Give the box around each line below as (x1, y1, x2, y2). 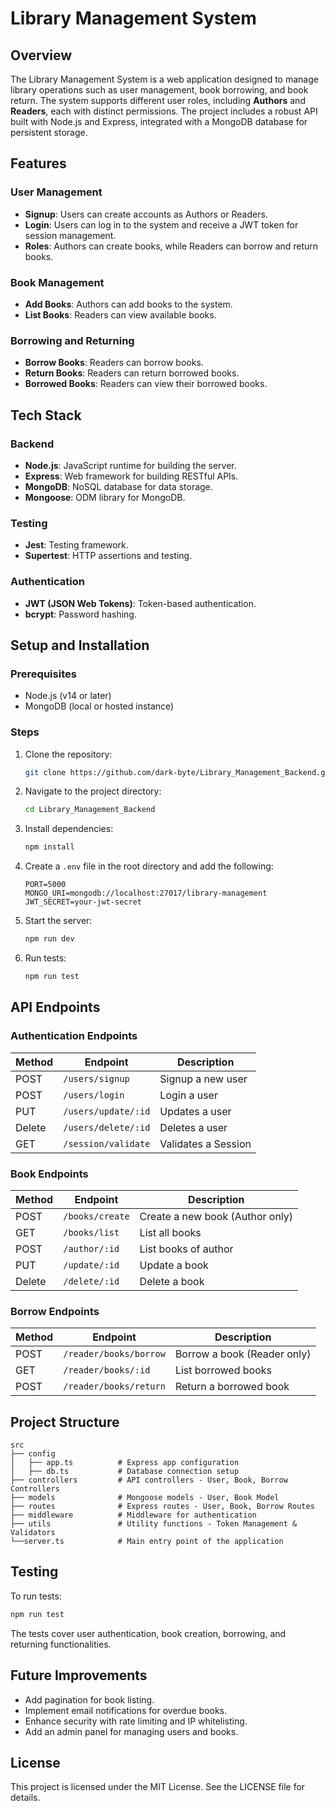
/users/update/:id (63, 1105, 151, 1117)
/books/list (63, 1227, 120, 1238)
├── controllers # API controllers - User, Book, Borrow (10, 1475, 288, 1486)
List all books (139, 1225, 202, 1239)
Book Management (10, 275, 105, 289)
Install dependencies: (24, 823, 114, 835)
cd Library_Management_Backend (24, 805, 156, 815)
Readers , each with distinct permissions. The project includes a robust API (10, 105, 318, 117)
